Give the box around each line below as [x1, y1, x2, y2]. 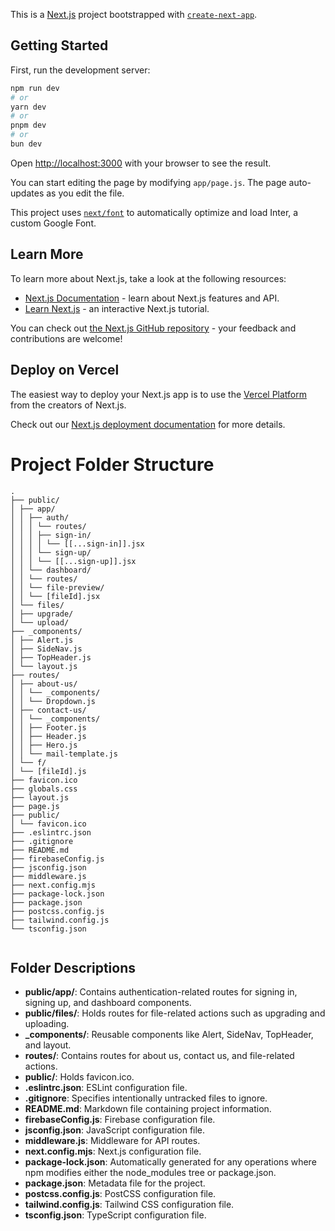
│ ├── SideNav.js [10, 644, 83, 654]
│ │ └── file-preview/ [10, 582, 105, 593]
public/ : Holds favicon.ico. [24, 1071, 135, 1083]
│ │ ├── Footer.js [10, 722, 87, 733]
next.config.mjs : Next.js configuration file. [24, 1145, 202, 1158]
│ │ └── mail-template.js [10, 749, 118, 759]
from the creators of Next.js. [10, 399, 127, 411]
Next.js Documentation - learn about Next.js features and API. [24, 292, 280, 304]
